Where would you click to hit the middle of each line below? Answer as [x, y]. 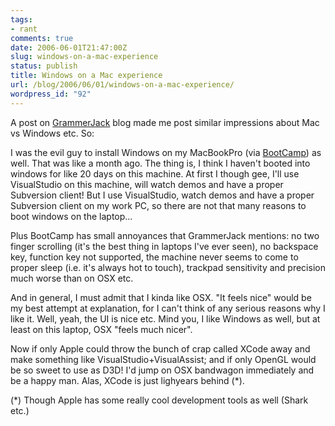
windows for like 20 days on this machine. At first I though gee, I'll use [155, 173]
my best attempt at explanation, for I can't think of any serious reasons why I [168, 308]
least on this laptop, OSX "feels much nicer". [101, 329]
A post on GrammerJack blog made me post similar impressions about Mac [165, 122]
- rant [24, 29]
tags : [21, 19]
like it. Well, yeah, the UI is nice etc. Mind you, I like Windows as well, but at [165, 318]
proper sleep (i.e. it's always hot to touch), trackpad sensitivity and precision [168, 267]
